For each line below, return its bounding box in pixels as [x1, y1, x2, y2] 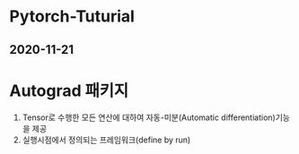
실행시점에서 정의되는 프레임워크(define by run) [22, 134, 191, 145]
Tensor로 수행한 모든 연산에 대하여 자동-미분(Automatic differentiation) [22, 112, 276, 123]
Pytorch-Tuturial [9, 6, 135, 27]
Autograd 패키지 [9, 81, 129, 100]
